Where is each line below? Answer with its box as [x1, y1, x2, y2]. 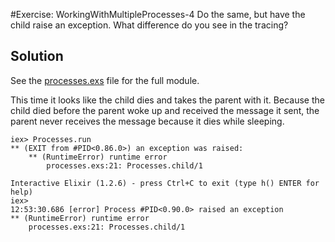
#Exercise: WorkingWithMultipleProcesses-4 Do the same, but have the [10, 9, 306, 20]
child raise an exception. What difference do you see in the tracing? [10, 19, 289, 31]
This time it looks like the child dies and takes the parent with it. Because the [10, 94, 325, 106]
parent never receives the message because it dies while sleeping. [10, 115, 285, 127]
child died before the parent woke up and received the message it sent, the [10, 104, 320, 116]
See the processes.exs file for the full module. [10, 74, 200, 86]
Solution [10, 48, 64, 65]
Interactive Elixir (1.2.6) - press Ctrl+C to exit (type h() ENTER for [10, 178, 320, 188]
